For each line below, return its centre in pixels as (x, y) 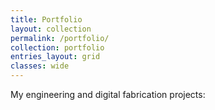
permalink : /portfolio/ (60, 38)
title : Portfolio (46, 19)
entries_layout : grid (55, 57)
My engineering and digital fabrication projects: (108, 94)
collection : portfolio (57, 47)
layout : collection (51, 29)
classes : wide (40, 66)
